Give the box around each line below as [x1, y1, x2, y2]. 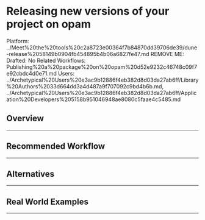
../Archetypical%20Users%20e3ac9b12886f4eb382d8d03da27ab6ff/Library [6, 76, 199, 83]
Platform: [6, 37, 29, 44]
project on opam [6, 17, 92, 31]
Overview [6, 113, 45, 124]
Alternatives [6, 169, 55, 179]
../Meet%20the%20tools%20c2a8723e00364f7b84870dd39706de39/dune [6, 44, 198, 51]
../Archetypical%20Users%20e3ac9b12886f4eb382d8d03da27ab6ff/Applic [6, 89, 197, 96]
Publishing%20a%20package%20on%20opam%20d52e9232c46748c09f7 [6, 63, 197, 71]
